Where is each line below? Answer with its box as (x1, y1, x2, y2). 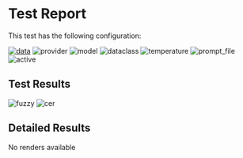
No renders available (8, 142, 76, 152)
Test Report (8, 5, 87, 23)
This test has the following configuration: (8, 31, 142, 40)
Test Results (8, 77, 71, 91)
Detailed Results (8, 122, 91, 135)
